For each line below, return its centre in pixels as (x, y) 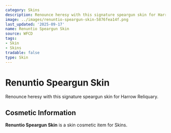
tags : (11, 39)
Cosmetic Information (41, 113)
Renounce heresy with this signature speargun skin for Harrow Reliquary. (82, 97)
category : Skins (22, 10)
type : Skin (17, 57)
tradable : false (22, 52)
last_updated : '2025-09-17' (35, 24)
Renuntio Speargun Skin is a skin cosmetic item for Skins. (66, 125)
